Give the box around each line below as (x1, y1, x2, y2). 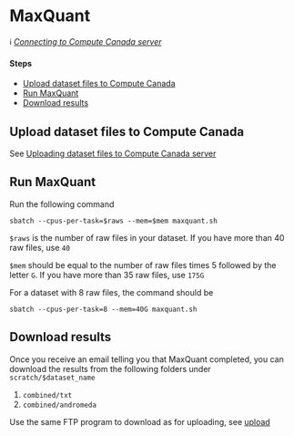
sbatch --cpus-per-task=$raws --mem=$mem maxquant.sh (9, 216, 218, 225)
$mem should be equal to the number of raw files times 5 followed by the (9, 259, 277, 270)
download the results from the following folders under (9, 363, 211, 374)
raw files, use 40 (9, 242, 71, 253)
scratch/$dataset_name (9, 373, 96, 382)
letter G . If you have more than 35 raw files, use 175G (9, 269, 205, 280)
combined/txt (22, 390, 73, 400)
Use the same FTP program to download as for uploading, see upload (9, 416, 270, 427)
